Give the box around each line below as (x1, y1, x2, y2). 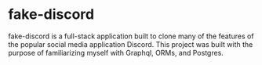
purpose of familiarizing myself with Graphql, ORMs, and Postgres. (8, 48, 224, 57)
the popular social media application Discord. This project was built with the (8, 39, 253, 49)
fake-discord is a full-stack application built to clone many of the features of (8, 31, 254, 41)
